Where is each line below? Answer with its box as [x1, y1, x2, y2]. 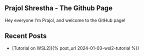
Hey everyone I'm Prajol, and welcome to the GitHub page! [4, 17, 125, 23]
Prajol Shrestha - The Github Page [4, 4, 113, 12]
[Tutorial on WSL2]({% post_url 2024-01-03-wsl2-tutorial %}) [11, 45, 139, 51]
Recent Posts [4, 32, 47, 40]
